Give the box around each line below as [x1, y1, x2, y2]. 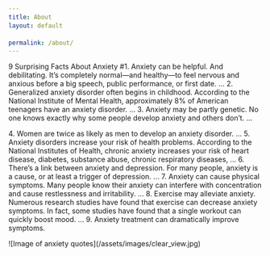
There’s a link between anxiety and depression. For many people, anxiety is [8, 163, 259, 173]
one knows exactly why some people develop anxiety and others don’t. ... [8, 113, 253, 123]
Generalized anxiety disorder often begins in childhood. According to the [8, 87, 250, 97]
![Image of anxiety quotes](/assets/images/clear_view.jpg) [8, 239, 201, 249]
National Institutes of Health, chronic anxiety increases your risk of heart [8, 146, 250, 156]
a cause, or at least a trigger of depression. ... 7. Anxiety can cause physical [8, 172, 260, 182]
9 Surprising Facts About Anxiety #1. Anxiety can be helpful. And [8, 61, 223, 72]
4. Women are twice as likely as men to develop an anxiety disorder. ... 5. [8, 129, 251, 139]
